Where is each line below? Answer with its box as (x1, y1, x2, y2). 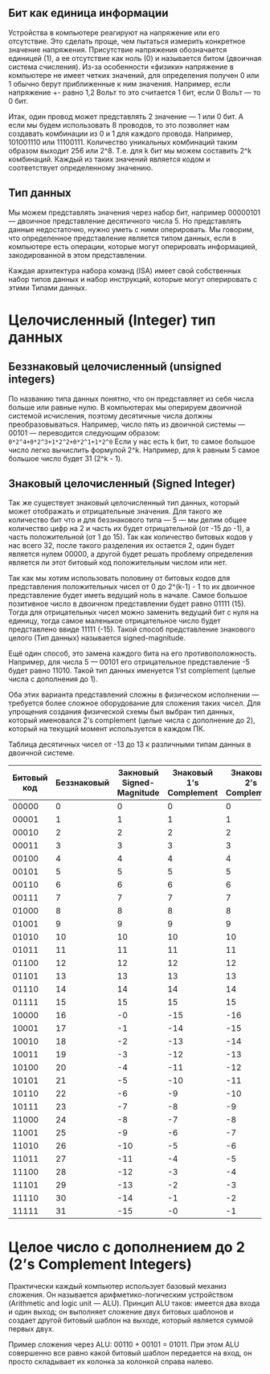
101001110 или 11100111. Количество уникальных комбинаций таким (8, 137, 238, 147)
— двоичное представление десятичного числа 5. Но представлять (8, 216, 242, 226)
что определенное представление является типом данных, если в (8, 233, 237, 243)
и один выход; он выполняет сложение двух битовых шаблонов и (8, 1307, 235, 1317)
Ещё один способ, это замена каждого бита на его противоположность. (8, 648, 257, 658)
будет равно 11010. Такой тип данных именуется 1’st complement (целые (8, 666, 256, 676)
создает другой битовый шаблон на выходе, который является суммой (8, 1315, 254, 1325)
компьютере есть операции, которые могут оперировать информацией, (8, 241, 258, 251)
